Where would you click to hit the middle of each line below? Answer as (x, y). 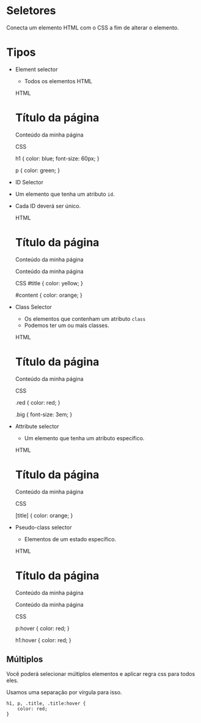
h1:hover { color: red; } (43, 640)
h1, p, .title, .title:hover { (46, 704)
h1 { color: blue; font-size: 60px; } (57, 158)
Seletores (31, 11)
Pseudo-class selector (43, 527)
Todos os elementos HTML (58, 81)
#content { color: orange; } (49, 295)
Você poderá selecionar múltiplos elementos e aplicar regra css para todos (101, 674)
